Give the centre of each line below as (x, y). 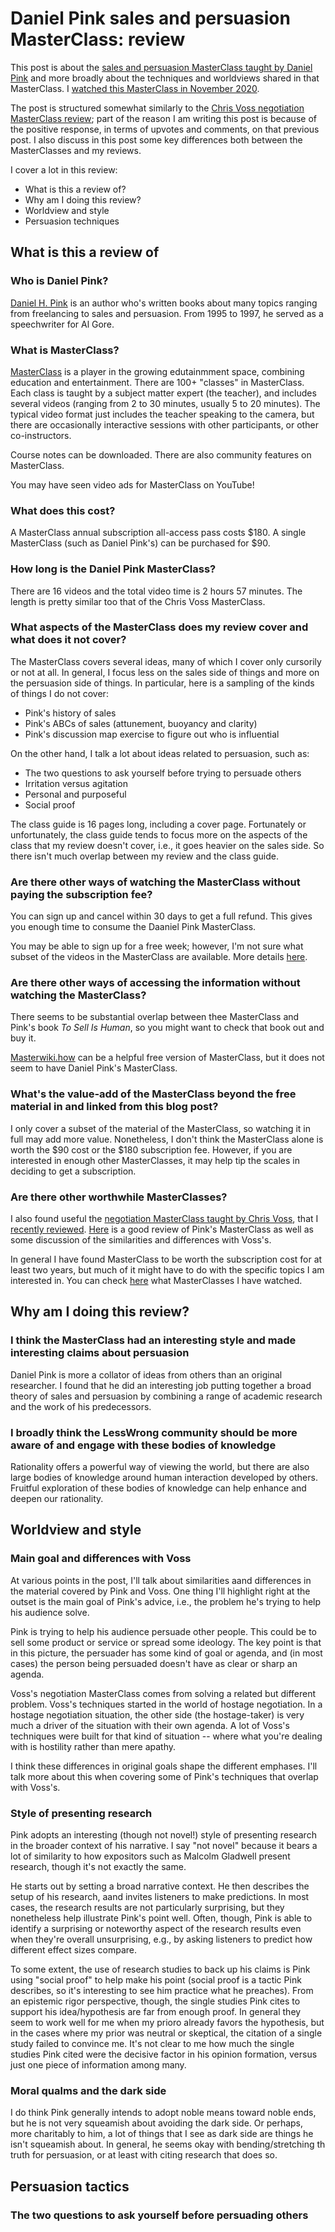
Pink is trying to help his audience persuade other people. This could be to (163, 1631)
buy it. (23, 1038)
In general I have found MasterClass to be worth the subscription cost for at (166, 1259)
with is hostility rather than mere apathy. (93, 1746)
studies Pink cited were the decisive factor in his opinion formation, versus (164, 2054)
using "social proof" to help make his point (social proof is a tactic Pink (156, 1979)
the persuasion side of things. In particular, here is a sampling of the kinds (162, 683)
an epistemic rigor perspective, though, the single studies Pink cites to (155, 2001)
